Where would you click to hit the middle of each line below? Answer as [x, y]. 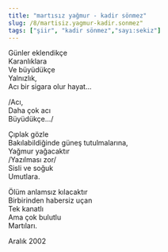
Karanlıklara [28, 61]
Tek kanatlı [26, 209]
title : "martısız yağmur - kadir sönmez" [78, 16]
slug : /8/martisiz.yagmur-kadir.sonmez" [76, 23]
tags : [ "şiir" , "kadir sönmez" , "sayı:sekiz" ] [84, 30]
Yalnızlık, [23, 78]
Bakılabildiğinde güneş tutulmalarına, [68, 143]
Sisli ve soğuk [31, 169]
